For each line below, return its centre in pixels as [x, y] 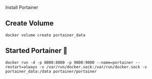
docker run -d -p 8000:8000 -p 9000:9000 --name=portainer [69, 62]
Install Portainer [22, 7]
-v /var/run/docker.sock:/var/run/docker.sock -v [93, 67]
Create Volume [30, 23]
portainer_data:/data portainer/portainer [51, 71]
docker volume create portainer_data [45, 35]
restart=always [21, 67]
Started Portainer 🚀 [36, 51]
